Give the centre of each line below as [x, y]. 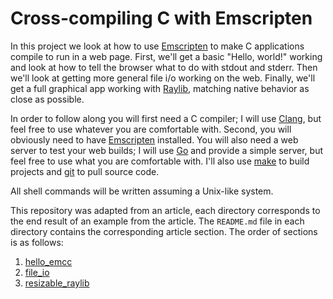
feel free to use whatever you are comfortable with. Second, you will [151, 129]
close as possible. [47, 99]
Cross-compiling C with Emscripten [161, 18]
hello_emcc [48, 261]
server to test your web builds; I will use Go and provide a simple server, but [167, 150]
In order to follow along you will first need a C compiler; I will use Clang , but [166, 118]
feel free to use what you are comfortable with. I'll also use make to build [160, 161]
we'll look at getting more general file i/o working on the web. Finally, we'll [163, 78]
